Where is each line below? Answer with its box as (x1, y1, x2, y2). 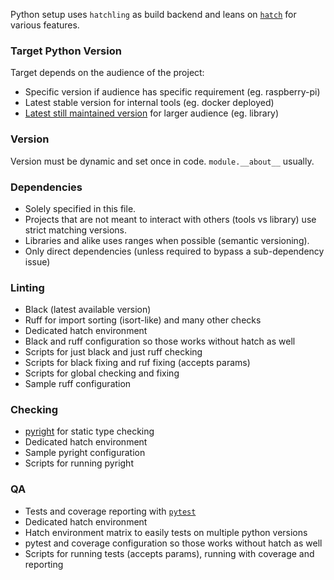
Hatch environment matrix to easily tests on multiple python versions (24, 526, 308, 538)
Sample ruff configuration (24, 378, 132, 390)
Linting (10, 280, 45, 294)
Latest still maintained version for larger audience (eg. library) (24, 107, 280, 119)
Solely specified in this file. (24, 202, 137, 214)
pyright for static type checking (24, 425, 155, 438)
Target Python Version (10, 44, 122, 58)
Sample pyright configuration (24, 447, 146, 459)
